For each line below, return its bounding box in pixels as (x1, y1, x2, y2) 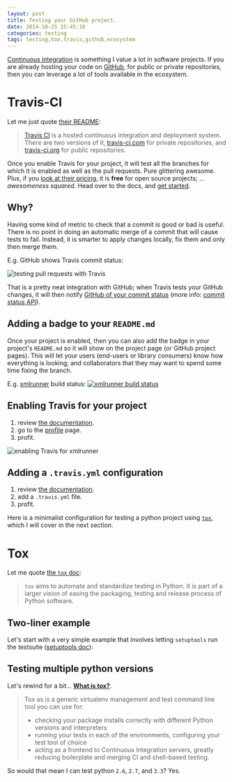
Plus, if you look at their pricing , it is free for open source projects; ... (7, 174, 205, 183)
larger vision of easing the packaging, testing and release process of (24, 590, 222, 598)
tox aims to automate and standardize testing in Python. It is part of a (24, 582, 223, 590)
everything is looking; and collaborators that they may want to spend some (7, 358, 222, 367)
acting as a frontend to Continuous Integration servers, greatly (34, 745, 214, 753)
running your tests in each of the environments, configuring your (34, 730, 221, 739)
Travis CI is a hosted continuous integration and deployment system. (24, 131, 222, 139)
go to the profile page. (17, 426, 82, 434)
